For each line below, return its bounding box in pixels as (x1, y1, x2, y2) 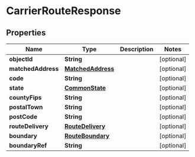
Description (120, 45, 154, 53)
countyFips (9, 93, 42, 102)
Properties (6, 28, 46, 38)
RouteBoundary (64, 132, 110, 140)
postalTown (9, 103, 43, 111)
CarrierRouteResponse (6, 4, 121, 18)
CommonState (64, 84, 106, 92)
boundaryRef (9, 142, 47, 149)
